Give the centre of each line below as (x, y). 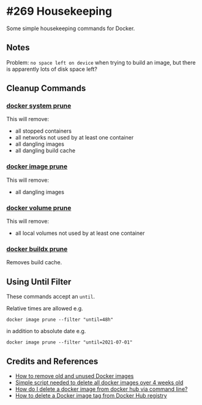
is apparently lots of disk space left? (52, 69)
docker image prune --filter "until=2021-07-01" (69, 342)
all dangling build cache (45, 151)
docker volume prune (39, 208)
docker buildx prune (37, 249)
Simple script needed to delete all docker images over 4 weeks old (99, 382)
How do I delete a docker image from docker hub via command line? (101, 389)
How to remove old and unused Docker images (74, 376)
